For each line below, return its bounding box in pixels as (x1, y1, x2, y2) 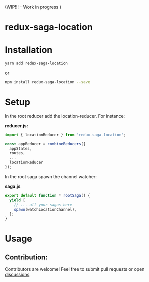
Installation (5, 44, 53, 56)
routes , (9, 151, 26, 156)
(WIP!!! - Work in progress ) (5, 4, 61, 10)
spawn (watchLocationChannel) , (14, 207, 77, 212)
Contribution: (5, 253, 48, 261)
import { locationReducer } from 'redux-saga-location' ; (5, 132, 126, 137)
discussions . (5, 272, 31, 278)
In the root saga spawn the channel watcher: (5, 173, 97, 179)
